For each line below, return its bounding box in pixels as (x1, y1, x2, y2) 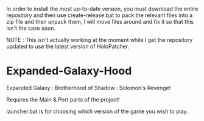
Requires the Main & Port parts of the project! (6, 95, 120, 103)
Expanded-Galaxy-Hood (6, 64, 132, 78)
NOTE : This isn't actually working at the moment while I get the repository (6, 36, 193, 43)
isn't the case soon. (6, 24, 56, 32)
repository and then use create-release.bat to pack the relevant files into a (6, 12, 193, 19)
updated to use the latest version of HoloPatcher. (6, 43, 130, 50)
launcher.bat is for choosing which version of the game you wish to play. (6, 108, 188, 115)
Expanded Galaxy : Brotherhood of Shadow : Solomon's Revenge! (6, 84, 171, 91)
